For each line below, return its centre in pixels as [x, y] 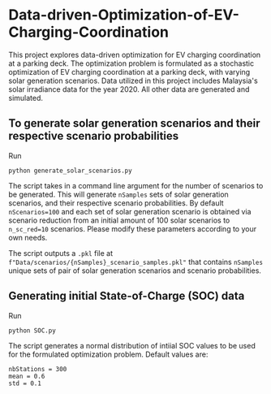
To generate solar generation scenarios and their [135, 123]
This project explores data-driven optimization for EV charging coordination [135, 54]
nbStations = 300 [38, 369]
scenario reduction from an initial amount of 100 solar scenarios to [119, 220]
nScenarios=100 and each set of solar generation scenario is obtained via [130, 211]
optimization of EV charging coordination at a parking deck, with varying [129, 71]
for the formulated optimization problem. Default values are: [108, 354]
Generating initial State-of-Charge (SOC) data [127, 296]
